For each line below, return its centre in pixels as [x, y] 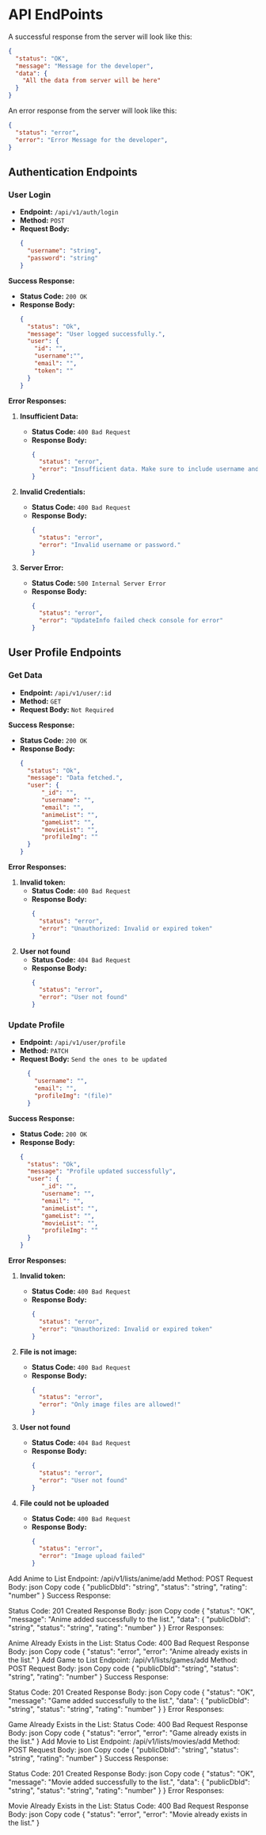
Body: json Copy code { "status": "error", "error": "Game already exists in [127, 1733]
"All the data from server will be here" [91, 81]
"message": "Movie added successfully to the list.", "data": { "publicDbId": [129, 1782]
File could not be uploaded [64, 1503]
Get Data [25, 675]
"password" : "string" [63, 258]
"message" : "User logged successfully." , [97, 334]
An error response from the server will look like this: [93, 111]
